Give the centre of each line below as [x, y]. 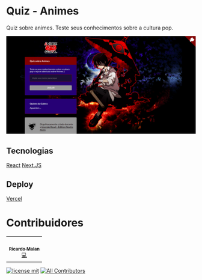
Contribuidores [45, 223]
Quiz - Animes [43, 11]
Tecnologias [30, 151]
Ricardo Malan [24, 249]
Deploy [20, 184]
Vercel [14, 198]
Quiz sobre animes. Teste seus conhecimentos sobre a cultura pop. [90, 28]
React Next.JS [24, 165]
